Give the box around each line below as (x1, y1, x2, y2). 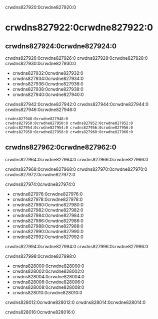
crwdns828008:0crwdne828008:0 (12, 284, 84, 290)
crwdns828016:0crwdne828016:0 (5, 309, 75, 315)
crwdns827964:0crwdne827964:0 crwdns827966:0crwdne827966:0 (5, 156, 148, 162)
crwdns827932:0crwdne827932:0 (12, 70, 83, 76)
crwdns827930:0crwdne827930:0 (5, 60, 76, 66)
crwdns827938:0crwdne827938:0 (12, 86, 83, 92)
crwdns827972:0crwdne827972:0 (5, 171, 75, 177)
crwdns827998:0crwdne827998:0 (5, 253, 76, 259)
